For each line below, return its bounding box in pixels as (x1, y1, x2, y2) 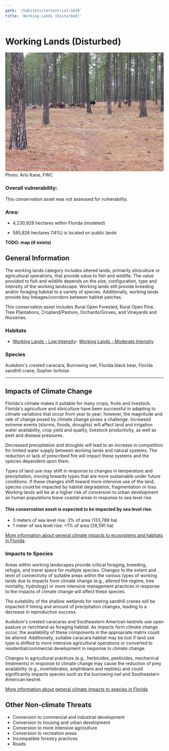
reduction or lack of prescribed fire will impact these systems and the (5, 453, 149, 459)
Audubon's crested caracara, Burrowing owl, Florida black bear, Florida (5, 362, 153, 368)
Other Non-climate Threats (5, 701, 92, 709)
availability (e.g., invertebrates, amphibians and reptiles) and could (5, 666, 143, 672)
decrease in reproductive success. (5, 609, 77, 615)
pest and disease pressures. (5, 432, 64, 438)
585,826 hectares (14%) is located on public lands (12, 230, 117, 236)
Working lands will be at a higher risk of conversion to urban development (5, 489, 158, 495)
